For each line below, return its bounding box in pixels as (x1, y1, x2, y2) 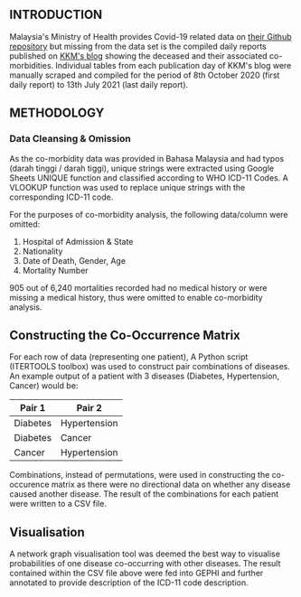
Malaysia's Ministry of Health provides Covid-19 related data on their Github (9, 31, 292, 42)
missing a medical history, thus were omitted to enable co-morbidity (9, 292, 264, 303)
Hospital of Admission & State (22, 236, 134, 247)
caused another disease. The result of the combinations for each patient (9, 489, 279, 499)
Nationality (22, 246, 63, 257)
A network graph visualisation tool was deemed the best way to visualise (9, 548, 280, 559)
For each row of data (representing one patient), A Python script (9, 351, 249, 362)
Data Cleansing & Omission (9, 133, 131, 145)
